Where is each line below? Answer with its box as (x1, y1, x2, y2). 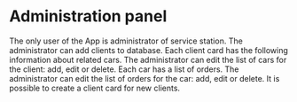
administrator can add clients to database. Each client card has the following (9, 44, 288, 55)
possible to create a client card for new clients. (9, 82, 180, 93)
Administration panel (9, 6, 168, 27)
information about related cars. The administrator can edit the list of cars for (9, 54, 287, 65)
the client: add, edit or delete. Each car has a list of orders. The (9, 64, 239, 75)
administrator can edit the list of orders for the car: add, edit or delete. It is (9, 73, 280, 83)
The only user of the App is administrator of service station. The (9, 35, 244, 46)
